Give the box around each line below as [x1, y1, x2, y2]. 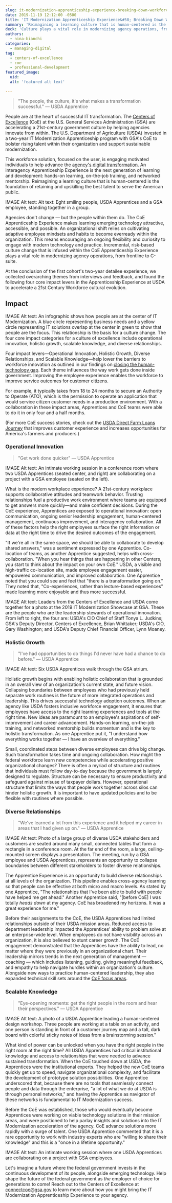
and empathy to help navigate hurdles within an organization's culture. [5, 964, 154, 970]
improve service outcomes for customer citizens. [5, 378, 109, 384]
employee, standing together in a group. [5, 204, 90, 210]
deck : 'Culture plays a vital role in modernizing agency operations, [5, 27, 159, 32]
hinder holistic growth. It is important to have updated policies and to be [5, 790, 157, 796]
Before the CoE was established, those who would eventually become [5, 1106, 153, 1112]
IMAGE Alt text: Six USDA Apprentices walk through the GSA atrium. [5, 666, 148, 672]
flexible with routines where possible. [5, 795, 84, 802]
